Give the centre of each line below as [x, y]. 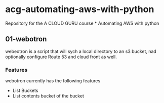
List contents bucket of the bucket [48, 96]
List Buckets [25, 91]
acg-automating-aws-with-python [80, 9]
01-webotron [26, 39]
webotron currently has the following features [53, 81]
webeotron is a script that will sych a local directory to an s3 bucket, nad [81, 51]
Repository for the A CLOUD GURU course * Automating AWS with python [82, 23]
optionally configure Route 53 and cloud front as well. [61, 57]
